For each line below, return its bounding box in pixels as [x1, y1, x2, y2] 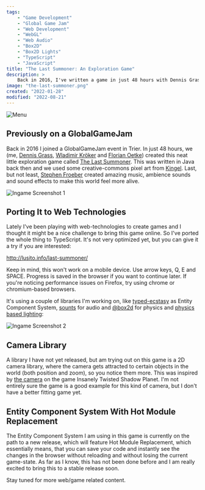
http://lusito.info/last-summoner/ [6, 254, 88, 261]
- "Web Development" [17, 26, 70, 32]
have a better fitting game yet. [6, 389, 82, 396]
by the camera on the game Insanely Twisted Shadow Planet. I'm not [6, 376, 179, 383]
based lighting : [6, 310, 44, 318]
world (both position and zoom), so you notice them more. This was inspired [6, 369, 198, 376]
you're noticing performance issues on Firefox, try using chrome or [6, 279, 175, 287]
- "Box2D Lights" [17, 49, 62, 55]
